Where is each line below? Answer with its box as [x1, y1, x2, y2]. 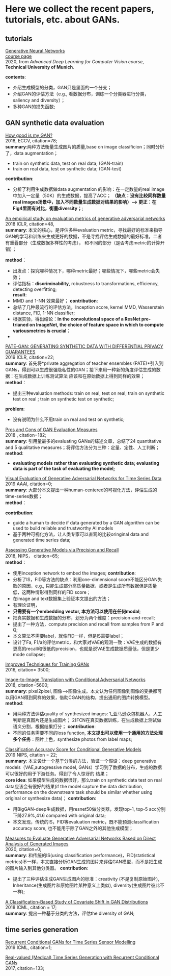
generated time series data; [12, 537, 71, 543]
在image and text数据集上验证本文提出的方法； [12, 595, 111, 602]
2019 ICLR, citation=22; [5, 354, 54, 360]
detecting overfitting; [12, 286, 57, 292]
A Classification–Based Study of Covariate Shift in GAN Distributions [5, 898, 149, 905]
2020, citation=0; [5, 846, 42, 852]
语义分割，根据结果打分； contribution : [12, 723, 96, 730]
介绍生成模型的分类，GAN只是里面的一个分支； [12, 85, 112, 90]
